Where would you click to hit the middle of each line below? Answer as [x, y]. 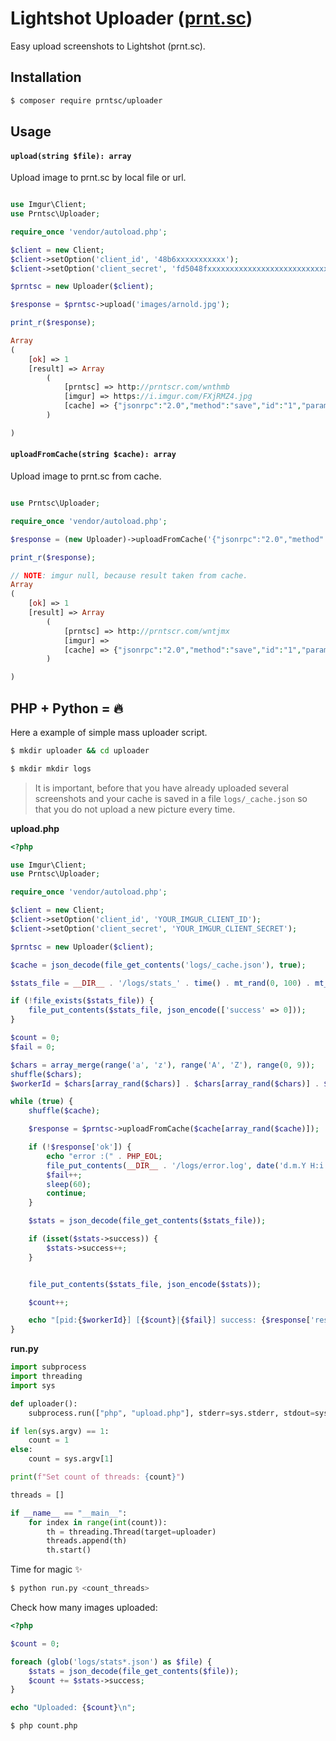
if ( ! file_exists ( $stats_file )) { [82, 1001]
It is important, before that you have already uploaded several [161, 788]
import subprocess [48, 1367]
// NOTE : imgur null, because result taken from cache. [129, 575]
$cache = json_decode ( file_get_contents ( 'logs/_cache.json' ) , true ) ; [158, 965]
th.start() [69, 1550]
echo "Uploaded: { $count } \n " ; [73, 1708]
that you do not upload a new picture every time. [135, 809]
